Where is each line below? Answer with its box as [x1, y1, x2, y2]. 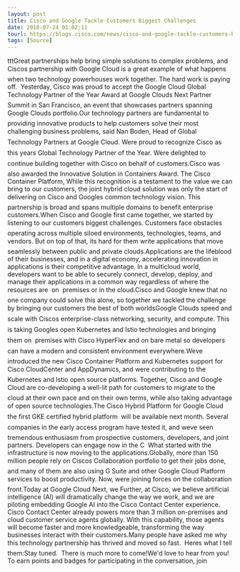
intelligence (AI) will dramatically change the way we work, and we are [7, 493, 215, 501]
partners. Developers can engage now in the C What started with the [7, 441, 212, 450]
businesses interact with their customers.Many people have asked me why [7, 531, 227, 539]
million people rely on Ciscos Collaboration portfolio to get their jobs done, [7, 456, 226, 465]
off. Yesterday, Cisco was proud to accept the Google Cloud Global [7, 83, 206, 91]
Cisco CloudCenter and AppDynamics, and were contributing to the [7, 365, 206, 373]
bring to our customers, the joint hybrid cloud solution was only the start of [7, 185, 228, 194]
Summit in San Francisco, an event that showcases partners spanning [7, 101, 213, 109]
